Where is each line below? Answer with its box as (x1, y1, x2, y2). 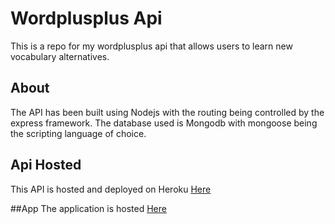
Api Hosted (10, 157, 82, 174)
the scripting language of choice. (10, 127, 147, 139)
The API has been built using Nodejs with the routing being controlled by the (10, 106, 325, 118)
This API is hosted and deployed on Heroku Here (10, 183, 212, 195)
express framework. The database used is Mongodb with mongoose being (10, 117, 318, 129)
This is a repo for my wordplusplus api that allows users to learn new (10, 40, 293, 52)
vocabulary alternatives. (10, 50, 110, 62)
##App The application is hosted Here (10, 202, 167, 214)
